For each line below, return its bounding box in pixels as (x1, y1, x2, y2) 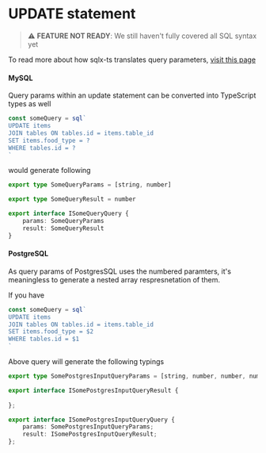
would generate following (8, 166, 91, 175)
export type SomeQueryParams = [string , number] (8, 181, 172, 189)
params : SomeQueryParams (22, 217, 104, 225)
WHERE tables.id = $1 (8, 335, 80, 344)
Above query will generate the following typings (8, 357, 165, 367)
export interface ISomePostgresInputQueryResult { (8, 386, 179, 394)
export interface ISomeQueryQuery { (8, 209, 129, 218)
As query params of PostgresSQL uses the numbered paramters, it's (8, 267, 232, 276)
